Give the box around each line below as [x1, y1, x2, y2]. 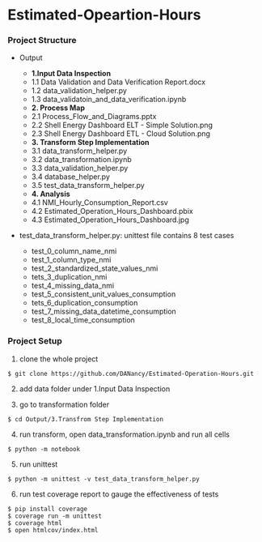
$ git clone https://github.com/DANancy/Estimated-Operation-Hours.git [7, 369, 254, 378]
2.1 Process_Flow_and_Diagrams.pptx [31, 112, 157, 122]
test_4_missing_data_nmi [31, 281, 115, 291]
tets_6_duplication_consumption [31, 298, 138, 308]
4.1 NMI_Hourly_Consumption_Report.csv [31, 198, 169, 207]
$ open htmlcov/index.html [7, 526, 99, 534]
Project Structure [7, 35, 77, 46]
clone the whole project [19, 354, 99, 364]
